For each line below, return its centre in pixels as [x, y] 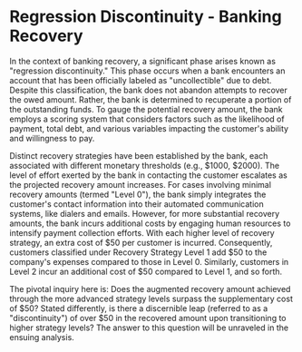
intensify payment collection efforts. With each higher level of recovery [142, 232]
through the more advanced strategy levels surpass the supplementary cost [151, 298]
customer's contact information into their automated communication [137, 204]
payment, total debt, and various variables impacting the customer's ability [149, 128]
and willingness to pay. [52, 138]
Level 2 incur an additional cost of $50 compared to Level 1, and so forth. [146, 271]
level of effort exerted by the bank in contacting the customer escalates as [148, 175]
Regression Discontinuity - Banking [146, 17]
